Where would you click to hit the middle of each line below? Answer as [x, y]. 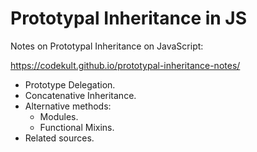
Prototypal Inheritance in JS [129, 18]
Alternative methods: [68, 106]
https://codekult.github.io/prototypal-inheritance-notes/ [125, 65]
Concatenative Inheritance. [80, 95]
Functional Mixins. [77, 127]
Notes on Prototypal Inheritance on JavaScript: [107, 46]
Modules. [59, 116]
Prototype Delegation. [70, 84]
